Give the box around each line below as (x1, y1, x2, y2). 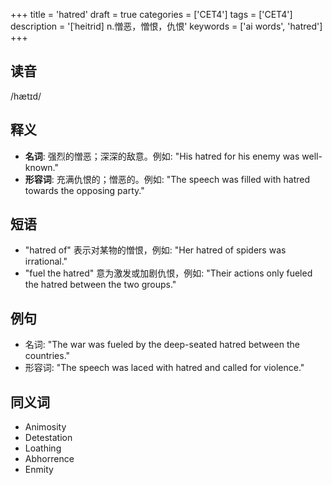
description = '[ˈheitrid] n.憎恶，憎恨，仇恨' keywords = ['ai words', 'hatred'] (10, 20, 323, 32)
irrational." (24, 255, 68, 268)
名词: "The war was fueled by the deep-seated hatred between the (24, 339, 300, 351)
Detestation (24, 432, 73, 444)
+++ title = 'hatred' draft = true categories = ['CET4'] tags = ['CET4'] (10, 9, 293, 20)
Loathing (24, 442, 62, 454)
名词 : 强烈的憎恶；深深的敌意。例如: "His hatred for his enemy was (24, 150, 300, 162)
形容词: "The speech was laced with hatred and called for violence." (24, 362, 305, 374)
